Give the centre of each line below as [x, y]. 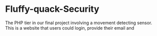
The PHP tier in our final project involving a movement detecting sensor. [79, 23]
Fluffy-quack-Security [52, 9]
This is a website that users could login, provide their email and [70, 28]
